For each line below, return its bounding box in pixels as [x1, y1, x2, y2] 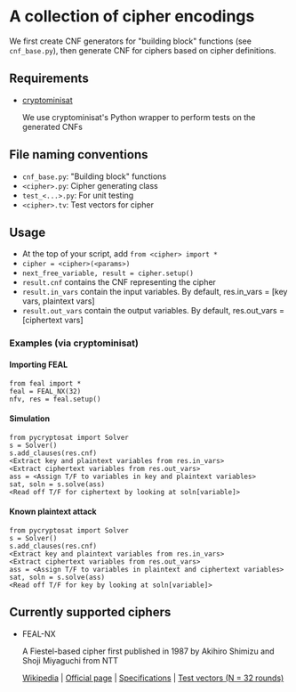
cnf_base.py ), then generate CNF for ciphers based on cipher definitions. [9, 45, 277, 55]
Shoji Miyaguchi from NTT [21, 655, 118, 665]
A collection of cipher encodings [9, 6, 255, 27]
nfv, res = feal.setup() [9, 395, 101, 403]
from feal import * [9, 379, 82, 388]
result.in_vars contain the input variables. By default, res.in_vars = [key [21, 287, 288, 297]
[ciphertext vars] [21, 314, 84, 326]
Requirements [9, 71, 89, 86]
